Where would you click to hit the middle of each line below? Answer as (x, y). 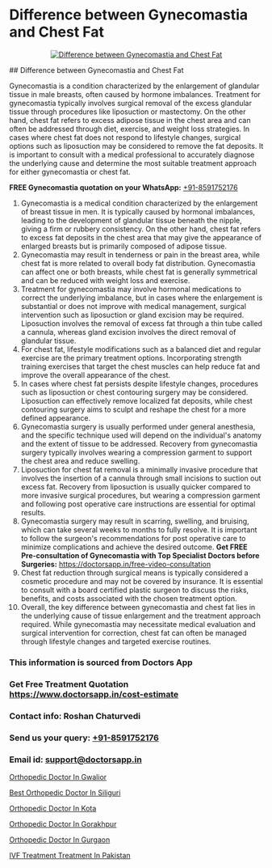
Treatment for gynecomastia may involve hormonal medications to (131, 289)
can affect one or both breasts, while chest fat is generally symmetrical (139, 272)
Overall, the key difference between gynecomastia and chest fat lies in (138, 607)
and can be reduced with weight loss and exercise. (105, 280)
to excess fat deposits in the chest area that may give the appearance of (141, 237)
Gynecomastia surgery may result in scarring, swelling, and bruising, (135, 521)
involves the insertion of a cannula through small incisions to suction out (141, 478)
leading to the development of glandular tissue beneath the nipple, (132, 220)
